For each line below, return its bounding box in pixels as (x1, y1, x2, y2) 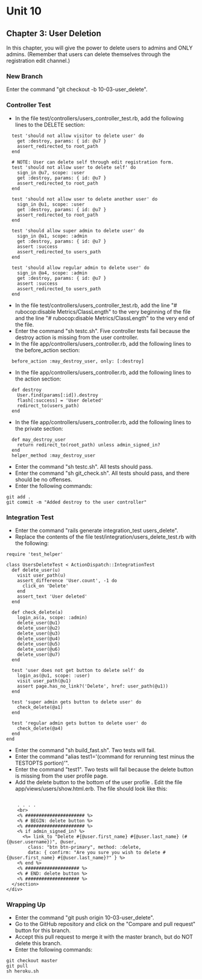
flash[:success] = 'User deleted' (17, 397, 104, 404)
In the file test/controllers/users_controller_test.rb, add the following (14, 115, 184, 122)
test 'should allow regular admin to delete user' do (11, 264, 150, 271)
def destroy (11, 387, 42, 393)
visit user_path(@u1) (17, 677, 71, 684)
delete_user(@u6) (17, 646, 61, 652)
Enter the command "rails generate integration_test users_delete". (14, 527, 178, 534)
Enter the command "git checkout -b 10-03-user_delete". (6, 86, 148, 93)
